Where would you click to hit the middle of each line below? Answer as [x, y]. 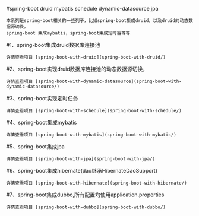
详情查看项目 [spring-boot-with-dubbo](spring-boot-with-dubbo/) [86, 207]
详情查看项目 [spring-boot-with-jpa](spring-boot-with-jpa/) [81, 159]
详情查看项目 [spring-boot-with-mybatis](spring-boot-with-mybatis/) [91, 135]
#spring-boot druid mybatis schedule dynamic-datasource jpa [82, 9]
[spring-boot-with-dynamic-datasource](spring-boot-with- [109, 81]
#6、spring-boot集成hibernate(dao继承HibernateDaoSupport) [82, 171]
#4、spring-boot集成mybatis [42, 122]
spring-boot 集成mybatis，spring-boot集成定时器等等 [68, 33]
